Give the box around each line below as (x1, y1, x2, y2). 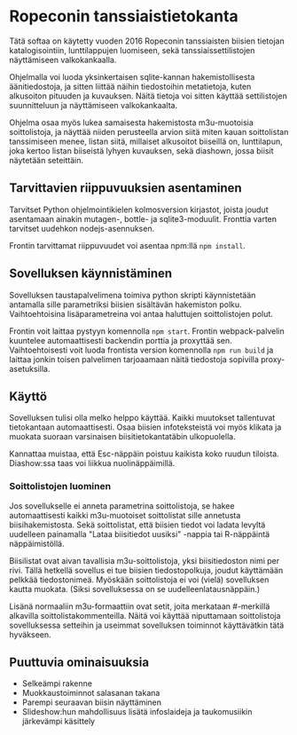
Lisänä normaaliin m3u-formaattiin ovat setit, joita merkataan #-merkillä (9, 601, 270, 612)
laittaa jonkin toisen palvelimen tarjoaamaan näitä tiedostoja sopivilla (9, 353, 260, 365)
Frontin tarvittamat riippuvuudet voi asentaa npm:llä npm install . (9, 240, 246, 250)
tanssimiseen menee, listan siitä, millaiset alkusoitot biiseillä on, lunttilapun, (9, 136, 283, 146)
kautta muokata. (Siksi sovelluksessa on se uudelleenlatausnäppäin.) (9, 583, 261, 594)
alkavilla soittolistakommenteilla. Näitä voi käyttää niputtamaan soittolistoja (9, 610, 281, 620)
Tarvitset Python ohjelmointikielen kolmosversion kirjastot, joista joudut (9, 204, 269, 215)
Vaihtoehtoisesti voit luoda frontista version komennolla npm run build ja (9, 344, 274, 355)
